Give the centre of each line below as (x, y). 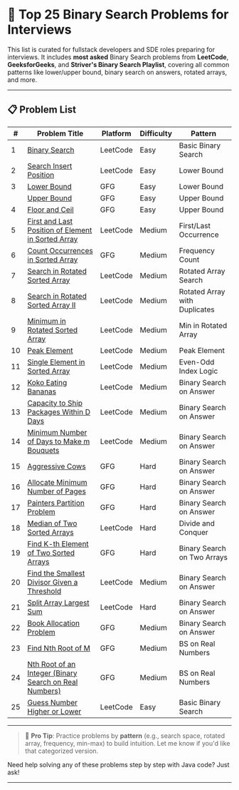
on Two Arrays (203, 557)
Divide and (197, 523)
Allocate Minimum (57, 482)
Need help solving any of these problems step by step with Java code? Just (118, 764)
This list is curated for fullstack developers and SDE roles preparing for (111, 49)
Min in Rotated (203, 325)
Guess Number (53, 702)
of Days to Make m (59, 441)
